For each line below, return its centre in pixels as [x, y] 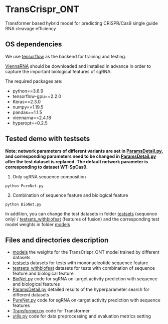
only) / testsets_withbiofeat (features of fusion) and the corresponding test [82, 219]
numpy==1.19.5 [28, 107]
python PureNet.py [24, 186]
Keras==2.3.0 [27, 101]
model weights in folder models [38, 224]
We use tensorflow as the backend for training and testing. [66, 56]
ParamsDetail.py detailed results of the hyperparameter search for [81, 289]
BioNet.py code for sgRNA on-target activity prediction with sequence [85, 279]
